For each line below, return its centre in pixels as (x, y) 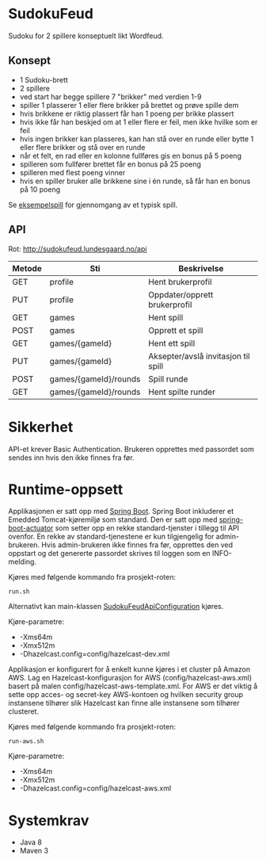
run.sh (19, 592)
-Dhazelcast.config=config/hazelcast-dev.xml (95, 654)
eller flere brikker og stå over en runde (82, 147)
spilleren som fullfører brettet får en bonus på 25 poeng (110, 164)
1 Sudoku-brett (44, 79)
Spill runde (168, 379)
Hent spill (165, 317)
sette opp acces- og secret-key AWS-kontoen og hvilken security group (126, 695)
